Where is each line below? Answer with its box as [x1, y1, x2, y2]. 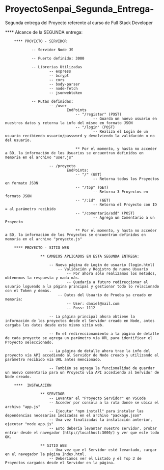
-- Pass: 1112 [66, 305, 96, 310]
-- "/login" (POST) [75, 124, 115, 130]
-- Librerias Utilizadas [31, 64, 82, 69]
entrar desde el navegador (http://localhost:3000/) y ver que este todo [5, 430, 160, 435]
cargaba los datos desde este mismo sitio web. [5, 323, 105, 327]
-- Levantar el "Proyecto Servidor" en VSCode [49, 396, 146, 401]
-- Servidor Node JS [31, 47, 74, 52]
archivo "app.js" [5, 404, 41, 409]
